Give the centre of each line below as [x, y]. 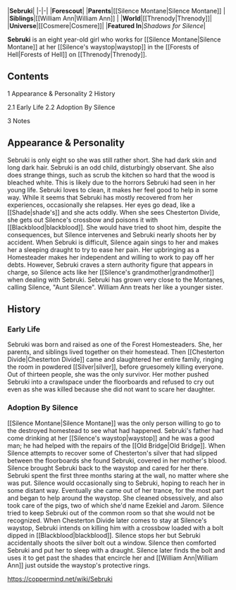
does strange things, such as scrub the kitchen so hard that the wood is [111, 175]
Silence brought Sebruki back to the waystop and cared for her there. [108, 467]
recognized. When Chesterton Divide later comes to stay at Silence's [107, 520]
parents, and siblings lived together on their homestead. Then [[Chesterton [116, 352]
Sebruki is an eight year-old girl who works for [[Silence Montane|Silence [114, 39]
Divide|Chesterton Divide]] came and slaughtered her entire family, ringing [116, 360]
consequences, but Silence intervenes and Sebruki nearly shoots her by [112, 234]
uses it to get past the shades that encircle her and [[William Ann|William [113, 558]
